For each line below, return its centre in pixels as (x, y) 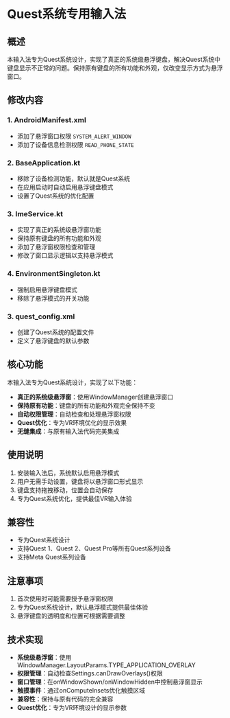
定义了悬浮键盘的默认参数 (53, 340)
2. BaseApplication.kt (44, 163)
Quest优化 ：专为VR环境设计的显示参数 (72, 707)
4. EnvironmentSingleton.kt (54, 274)
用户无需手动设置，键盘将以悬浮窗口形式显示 (80, 481)
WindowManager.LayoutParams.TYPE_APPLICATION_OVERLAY (106, 665)
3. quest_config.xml (41, 316)
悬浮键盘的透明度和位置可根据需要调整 (71, 616)
